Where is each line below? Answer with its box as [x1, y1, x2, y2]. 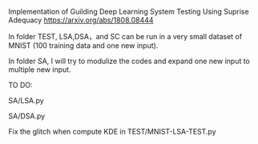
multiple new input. [8, 65, 71, 74]
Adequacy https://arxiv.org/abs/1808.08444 [8, 15, 154, 25]
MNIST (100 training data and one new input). [8, 41, 159, 50]
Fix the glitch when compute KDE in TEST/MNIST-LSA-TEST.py [8, 127, 216, 136]
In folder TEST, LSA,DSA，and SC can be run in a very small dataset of [8, 32, 243, 41]
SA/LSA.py [8, 96, 44, 105]
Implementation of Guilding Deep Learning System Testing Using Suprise [8, 7, 250, 16]
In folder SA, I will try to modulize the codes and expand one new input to [8, 56, 251, 66]
